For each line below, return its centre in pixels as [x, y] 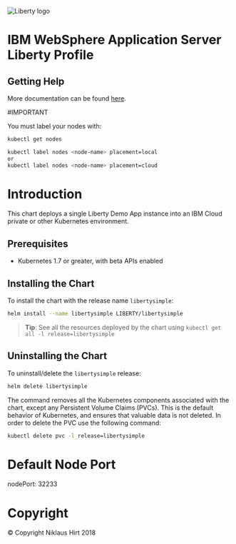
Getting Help [36, 81]
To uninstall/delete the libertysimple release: [74, 373]
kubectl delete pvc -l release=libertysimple [76, 435]
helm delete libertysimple [47, 386]
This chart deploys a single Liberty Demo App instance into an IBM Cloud [115, 213]
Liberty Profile [51, 55]
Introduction [45, 194]
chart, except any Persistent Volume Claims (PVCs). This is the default [111, 408]
